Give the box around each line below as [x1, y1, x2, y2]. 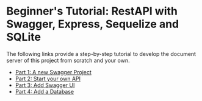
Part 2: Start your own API [15, 75, 81, 82]
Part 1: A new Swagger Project [15, 68, 92, 75]
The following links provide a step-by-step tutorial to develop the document [6, 50, 197, 57]
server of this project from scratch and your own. [6, 57, 130, 64]
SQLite [6, 30, 41, 44]
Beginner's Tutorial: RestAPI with [6, 4, 178, 18]
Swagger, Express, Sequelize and [6, 17, 179, 31]
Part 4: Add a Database [15, 88, 74, 95]
